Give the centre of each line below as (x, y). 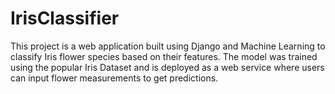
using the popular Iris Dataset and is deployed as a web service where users (167, 67)
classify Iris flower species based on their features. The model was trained (164, 56)
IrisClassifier (65, 18)
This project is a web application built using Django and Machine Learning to (168, 46)
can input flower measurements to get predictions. (114, 78)
